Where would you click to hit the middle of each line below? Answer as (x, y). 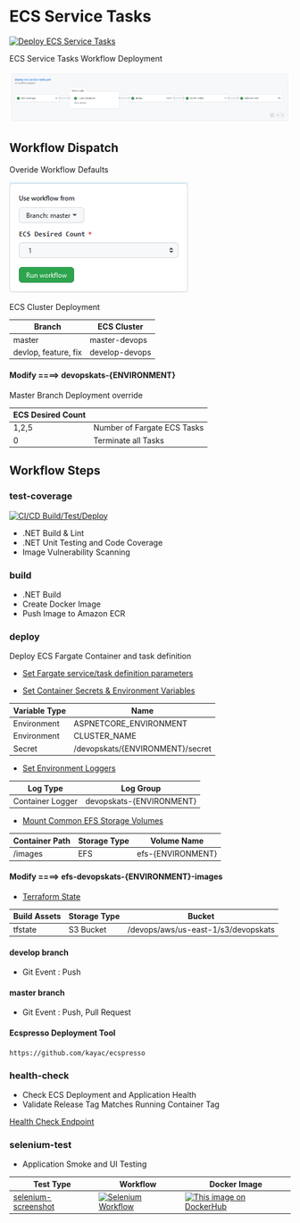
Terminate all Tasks (129, 440)
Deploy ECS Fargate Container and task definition (100, 656)
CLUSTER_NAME (105, 736)
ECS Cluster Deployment (55, 306)
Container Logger (46, 800)
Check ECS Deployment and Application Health (109, 1094)
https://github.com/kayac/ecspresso (77, 1053)
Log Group (141, 788)
